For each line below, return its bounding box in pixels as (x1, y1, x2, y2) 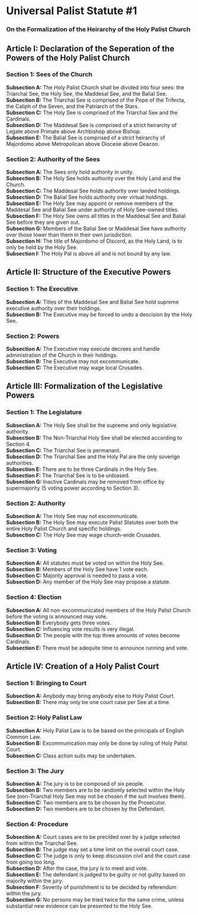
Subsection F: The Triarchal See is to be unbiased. (6, 471, 130, 479)
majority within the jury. (6, 877, 64, 884)
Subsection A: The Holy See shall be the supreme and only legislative (6, 421, 177, 429)
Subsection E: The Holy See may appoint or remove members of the (6, 200, 173, 207)
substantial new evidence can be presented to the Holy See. (6, 903, 153, 910)
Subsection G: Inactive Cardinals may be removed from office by (6, 478, 165, 485)
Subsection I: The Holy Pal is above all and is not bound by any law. (6, 250, 171, 258)
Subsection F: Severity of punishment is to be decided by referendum (6, 884, 177, 891)
